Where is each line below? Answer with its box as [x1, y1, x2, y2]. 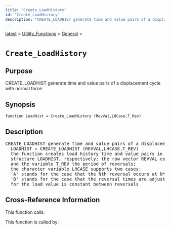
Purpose [5, 66, 33, 75]
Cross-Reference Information [5, 196, 100, 204]
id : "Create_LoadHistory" [5, 12, 60, 17]
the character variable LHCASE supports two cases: [10, 166, 142, 172]
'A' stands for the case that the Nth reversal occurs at [10, 171, 158, 177]
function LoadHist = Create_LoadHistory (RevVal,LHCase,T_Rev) [5, 113, 142, 119]
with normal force [5, 86, 42, 92]
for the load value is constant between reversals [10, 181, 139, 187]
